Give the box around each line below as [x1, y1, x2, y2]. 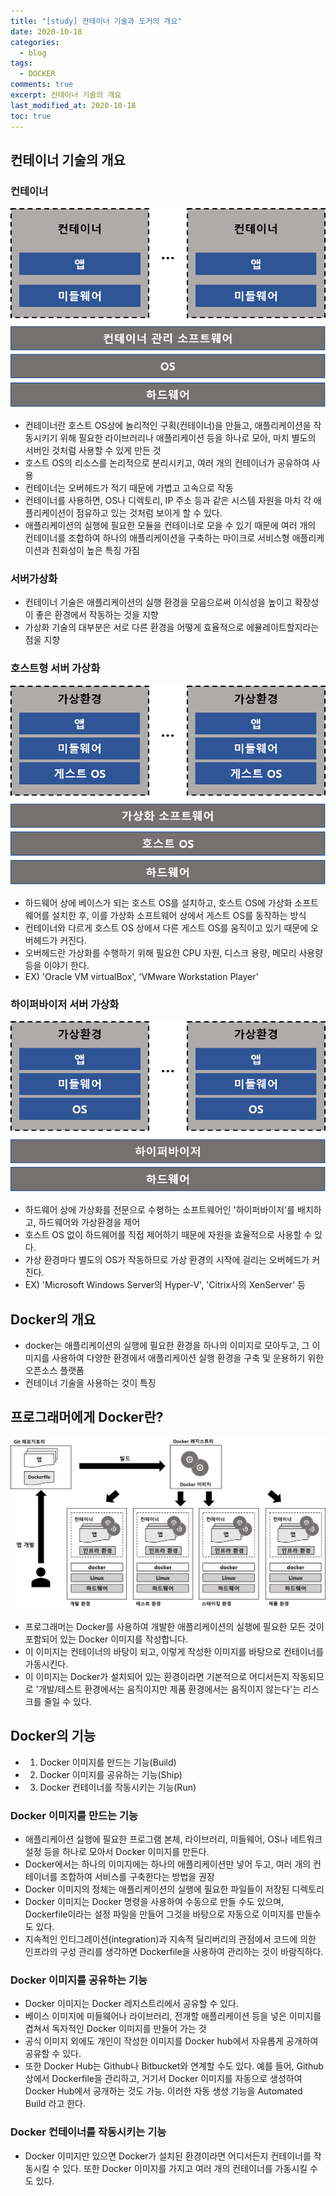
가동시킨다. [24, 1658, 69, 1670]
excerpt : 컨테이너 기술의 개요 [10, 90, 122, 100]
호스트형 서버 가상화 [10, 661, 101, 675]
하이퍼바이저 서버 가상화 [10, 997, 120, 1011]
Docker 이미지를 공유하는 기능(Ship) [39, 1768, 183, 1780]
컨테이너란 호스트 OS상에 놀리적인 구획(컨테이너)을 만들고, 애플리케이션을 [24, 420, 312, 432]
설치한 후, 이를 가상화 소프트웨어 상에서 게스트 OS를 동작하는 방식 [51, 909, 307, 921]
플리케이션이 [24, 507, 75, 519]
